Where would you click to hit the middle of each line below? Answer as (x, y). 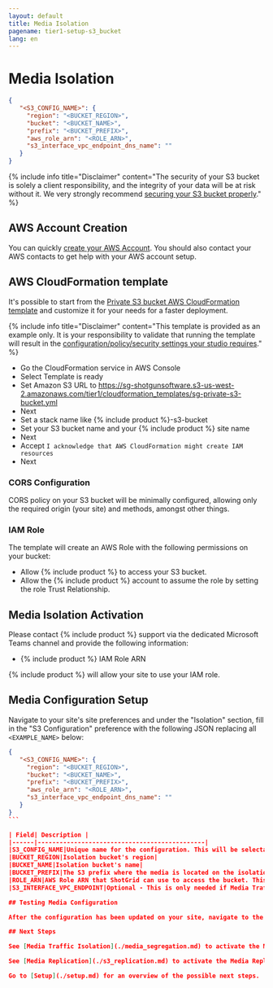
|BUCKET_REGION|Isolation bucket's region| (83, 858)
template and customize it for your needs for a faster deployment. (119, 310)
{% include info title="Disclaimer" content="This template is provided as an (134, 326)
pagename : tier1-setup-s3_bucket (65, 31)
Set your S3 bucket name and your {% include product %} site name (135, 428)
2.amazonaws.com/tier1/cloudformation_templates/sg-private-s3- (131, 393)
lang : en (23, 39)
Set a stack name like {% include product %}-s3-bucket (114, 419)
